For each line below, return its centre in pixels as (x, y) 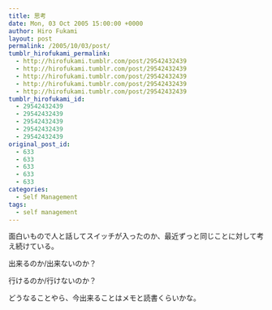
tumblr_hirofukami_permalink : (60, 54)
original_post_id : (39, 144)
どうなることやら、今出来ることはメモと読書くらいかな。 (104, 298)
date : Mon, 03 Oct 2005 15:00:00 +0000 (76, 24)
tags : (17, 205)
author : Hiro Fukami (43, 31)
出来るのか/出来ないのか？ (53, 264)
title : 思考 (27, 16)
